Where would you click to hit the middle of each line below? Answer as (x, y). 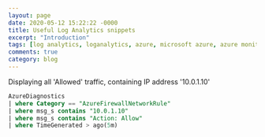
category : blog (33, 60)
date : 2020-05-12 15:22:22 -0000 (63, 23)
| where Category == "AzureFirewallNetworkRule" (90, 103)
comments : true (33, 52)
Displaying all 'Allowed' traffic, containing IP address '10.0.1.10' (109, 81)
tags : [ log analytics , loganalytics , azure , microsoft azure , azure (123, 45)
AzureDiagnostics (37, 96)
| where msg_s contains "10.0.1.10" (68, 111)
